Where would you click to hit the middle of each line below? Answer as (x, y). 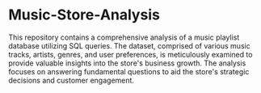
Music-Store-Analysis (84, 15)
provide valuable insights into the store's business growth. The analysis (127, 63)
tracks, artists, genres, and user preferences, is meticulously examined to (130, 54)
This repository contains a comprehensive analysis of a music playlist (124, 37)
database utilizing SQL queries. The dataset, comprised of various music (129, 45)
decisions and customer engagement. (72, 80)
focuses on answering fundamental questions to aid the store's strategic (129, 71)
